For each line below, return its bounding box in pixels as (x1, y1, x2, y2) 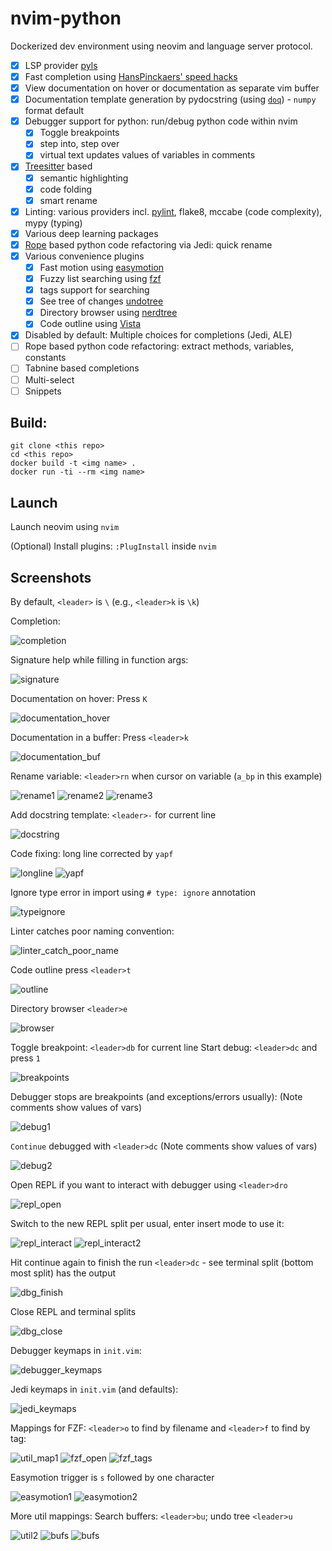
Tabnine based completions (24, 362, 140, 374)
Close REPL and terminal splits (10, 1306, 137, 1318)
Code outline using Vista (39, 318, 142, 330)
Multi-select (24, 373, 75, 386)
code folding (39, 183, 93, 195)
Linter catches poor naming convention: (10, 925, 175, 937)
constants (24, 352, 67, 364)
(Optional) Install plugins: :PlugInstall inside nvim (10, 540, 217, 552)
